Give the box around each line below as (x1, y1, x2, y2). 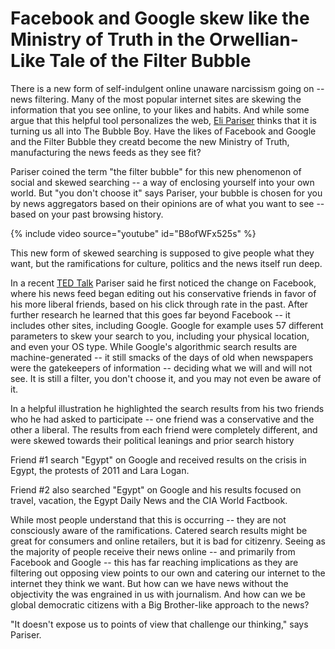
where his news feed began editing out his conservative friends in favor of (10, 287, 317, 299)
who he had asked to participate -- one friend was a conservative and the (10, 413, 315, 425)
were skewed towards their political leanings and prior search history (10, 434, 295, 446)
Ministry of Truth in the (10, 28, 206, 51)
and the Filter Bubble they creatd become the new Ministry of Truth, (10, 135, 290, 147)
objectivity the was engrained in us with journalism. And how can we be (10, 588, 306, 600)
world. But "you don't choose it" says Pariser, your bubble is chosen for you (10, 187, 323, 199)
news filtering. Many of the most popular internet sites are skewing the (10, 93, 302, 105)
